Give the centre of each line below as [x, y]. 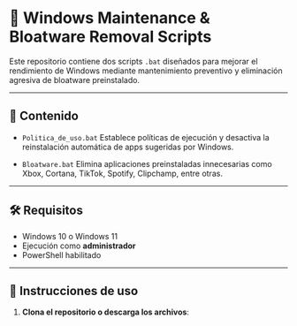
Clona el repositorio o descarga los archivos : [106, 312]
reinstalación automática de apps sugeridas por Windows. [128, 147]
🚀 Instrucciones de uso [74, 291]
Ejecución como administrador [79, 246]
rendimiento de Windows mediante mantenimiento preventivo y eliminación [146, 71]
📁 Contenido [44, 116]
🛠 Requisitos [46, 211]
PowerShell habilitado [61, 254]
